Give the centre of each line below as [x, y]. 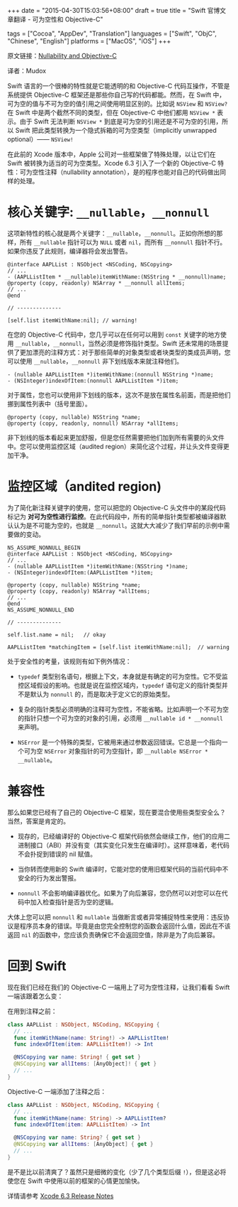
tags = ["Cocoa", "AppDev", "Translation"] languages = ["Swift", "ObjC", [112, 33]
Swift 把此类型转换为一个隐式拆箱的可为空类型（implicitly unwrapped [116, 130]
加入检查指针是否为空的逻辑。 [74, 902]
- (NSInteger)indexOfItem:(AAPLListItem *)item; [80, 573]
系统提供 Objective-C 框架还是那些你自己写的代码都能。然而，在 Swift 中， [117, 95]
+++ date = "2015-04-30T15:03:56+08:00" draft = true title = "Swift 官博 [114, 10]
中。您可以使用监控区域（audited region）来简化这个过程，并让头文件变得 [115, 446]
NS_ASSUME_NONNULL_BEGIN [44, 548]
